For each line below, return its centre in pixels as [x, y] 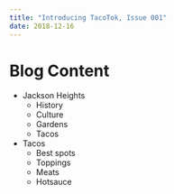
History [49, 106]
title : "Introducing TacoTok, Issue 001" [88, 18]
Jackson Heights [54, 96]
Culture [50, 115]
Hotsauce [54, 182]
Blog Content [60, 71]
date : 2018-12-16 [42, 26]
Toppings [53, 162]
